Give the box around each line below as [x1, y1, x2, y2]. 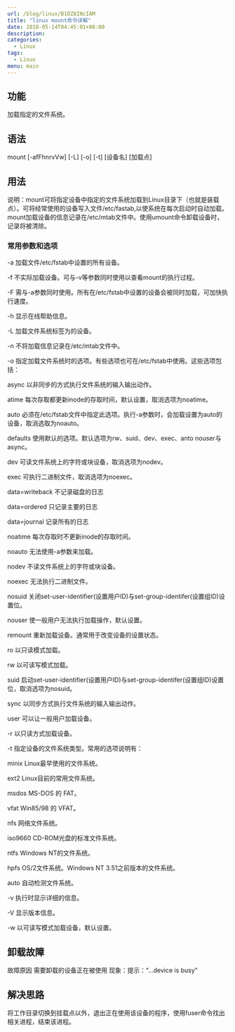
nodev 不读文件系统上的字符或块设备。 [7, 562, 119, 571]
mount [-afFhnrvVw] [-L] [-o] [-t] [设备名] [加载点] [7, 153, 152, 162]
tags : [7, 50, 23, 57]
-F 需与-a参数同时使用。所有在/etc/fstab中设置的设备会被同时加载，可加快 [7, 288, 222, 297]
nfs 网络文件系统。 [7, 819, 62, 827]
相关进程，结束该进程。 [7, 1017, 75, 1026]
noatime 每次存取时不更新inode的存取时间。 [7, 532, 135, 541]
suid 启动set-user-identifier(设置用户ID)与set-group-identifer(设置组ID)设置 [7, 676, 224, 684]
